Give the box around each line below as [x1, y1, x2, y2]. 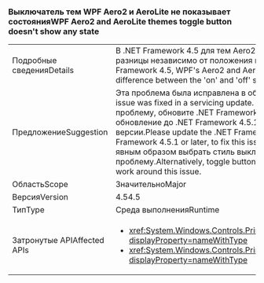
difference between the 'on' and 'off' [115, 75, 251, 86]
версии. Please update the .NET [115, 127, 233, 138]
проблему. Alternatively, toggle [115, 156, 230, 167]
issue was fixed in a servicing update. [115, 97, 255, 108]
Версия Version [12, 192, 69, 203]
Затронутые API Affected [12, 235, 104, 246]
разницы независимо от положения [115, 55, 253, 66]
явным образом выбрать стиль [115, 146, 236, 157]
